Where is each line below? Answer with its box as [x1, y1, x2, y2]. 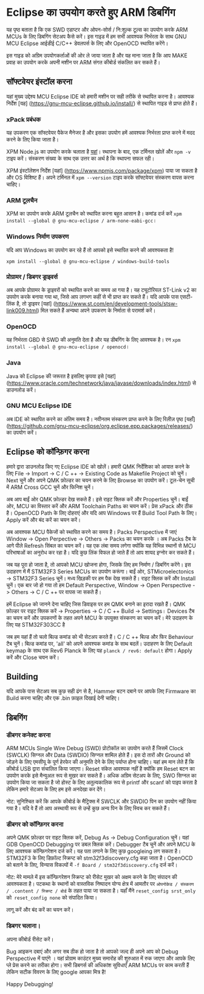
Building [6, 672, 38, 682]
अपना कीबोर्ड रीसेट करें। [6, 936, 54, 943]
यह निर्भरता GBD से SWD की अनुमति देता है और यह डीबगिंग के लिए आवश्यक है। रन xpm [6, 336, 181, 343]
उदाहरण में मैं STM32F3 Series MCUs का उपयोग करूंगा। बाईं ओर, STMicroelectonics [6, 568, 194, 575]
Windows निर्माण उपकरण [6, 232, 69, 241]
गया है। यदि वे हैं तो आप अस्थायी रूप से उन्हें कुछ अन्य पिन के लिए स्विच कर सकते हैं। [6, 805, 171, 812]
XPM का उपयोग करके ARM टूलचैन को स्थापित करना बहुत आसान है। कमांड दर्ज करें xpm [6, 210, 182, 218]
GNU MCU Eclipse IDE [6, 401, 72, 410]
